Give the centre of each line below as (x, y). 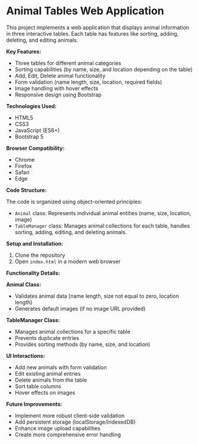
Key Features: (24, 51)
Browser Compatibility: (35, 148)
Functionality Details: (33, 273)
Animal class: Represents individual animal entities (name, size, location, (103, 213)
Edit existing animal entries (48, 373)
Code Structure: (26, 190)
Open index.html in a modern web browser (67, 261)
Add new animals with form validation (61, 367)
